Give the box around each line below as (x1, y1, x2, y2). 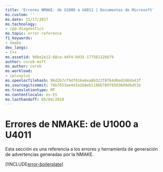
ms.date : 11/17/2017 (5, 17, 49, 22)
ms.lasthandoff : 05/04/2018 (5, 97, 65, 102)
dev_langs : (5, 45, 28, 50)
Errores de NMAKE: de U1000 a (5, 118, 139, 130)
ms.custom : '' (5, 12, 35, 17)
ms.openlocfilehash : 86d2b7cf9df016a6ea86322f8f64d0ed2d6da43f (5, 78, 141, 83)
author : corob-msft (5, 59, 46, 64)
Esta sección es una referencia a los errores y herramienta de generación (5, 146, 158, 152)
